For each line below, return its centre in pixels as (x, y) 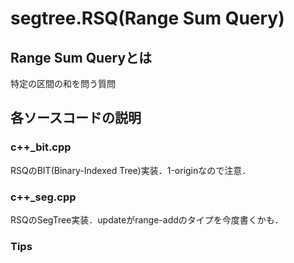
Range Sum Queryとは (81, 57)
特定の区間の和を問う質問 (63, 83)
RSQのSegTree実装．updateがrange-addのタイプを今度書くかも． (147, 219)
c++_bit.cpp (41, 147)
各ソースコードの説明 (76, 118)
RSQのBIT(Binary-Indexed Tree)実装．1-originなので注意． (131, 170)
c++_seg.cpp (43, 197)
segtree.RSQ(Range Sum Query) (147, 18)
